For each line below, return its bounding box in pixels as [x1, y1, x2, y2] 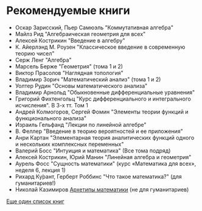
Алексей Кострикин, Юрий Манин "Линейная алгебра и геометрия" [15, 153, 192, 160]
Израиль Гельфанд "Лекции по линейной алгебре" [15, 121, 147, 128]
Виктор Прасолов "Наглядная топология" [15, 69, 124, 76]
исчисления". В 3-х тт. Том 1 [15, 101, 88, 109]
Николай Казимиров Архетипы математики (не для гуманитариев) [15, 185, 189, 193]
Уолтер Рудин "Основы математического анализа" [15, 82, 148, 89]
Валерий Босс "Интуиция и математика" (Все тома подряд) [15, 147, 171, 154]
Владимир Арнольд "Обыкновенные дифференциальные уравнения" [15, 88, 195, 96]
